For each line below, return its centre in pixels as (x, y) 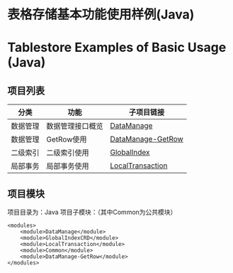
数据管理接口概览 (75, 127)
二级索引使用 (68, 153)
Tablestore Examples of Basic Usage (117, 48)
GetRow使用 (67, 139)
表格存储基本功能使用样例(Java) (101, 15)
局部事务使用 (68, 166)
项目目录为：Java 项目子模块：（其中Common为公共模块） (92, 212)
